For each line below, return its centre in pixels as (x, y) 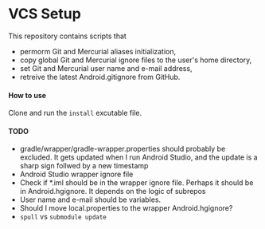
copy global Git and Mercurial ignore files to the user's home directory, (136, 60)
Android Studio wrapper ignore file (76, 174)
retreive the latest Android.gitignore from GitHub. (100, 77)
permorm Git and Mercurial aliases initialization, (98, 51)
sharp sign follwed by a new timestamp (84, 166)
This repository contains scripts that (68, 36)
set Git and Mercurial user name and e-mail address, (106, 68)
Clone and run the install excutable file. (75, 113)
